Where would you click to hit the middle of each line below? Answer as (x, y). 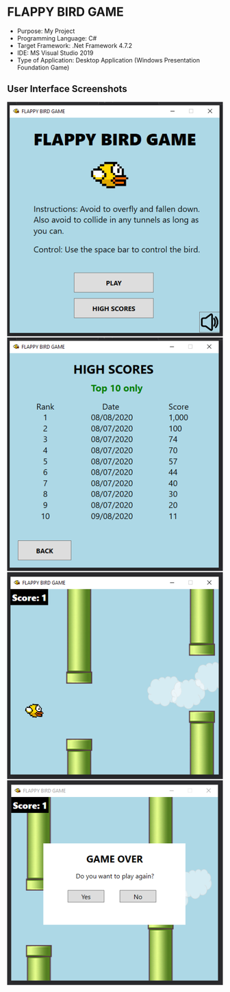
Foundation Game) (43, 67)
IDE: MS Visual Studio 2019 (55, 53)
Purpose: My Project (46, 31)
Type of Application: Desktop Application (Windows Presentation (108, 60)
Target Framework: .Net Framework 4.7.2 (75, 45)
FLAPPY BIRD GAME (66, 12)
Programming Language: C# (57, 38)
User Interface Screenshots (67, 89)
